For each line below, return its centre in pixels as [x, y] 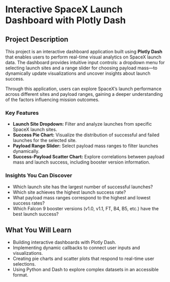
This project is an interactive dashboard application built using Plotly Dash [84, 52]
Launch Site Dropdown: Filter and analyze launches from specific [82, 124]
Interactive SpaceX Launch [64, 9]
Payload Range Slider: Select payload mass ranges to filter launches [86, 146]
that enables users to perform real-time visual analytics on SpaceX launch [83, 57]
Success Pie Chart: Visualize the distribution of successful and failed [86, 135]
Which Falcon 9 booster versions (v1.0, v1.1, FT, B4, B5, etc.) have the [86, 208]
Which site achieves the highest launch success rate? [69, 192]
